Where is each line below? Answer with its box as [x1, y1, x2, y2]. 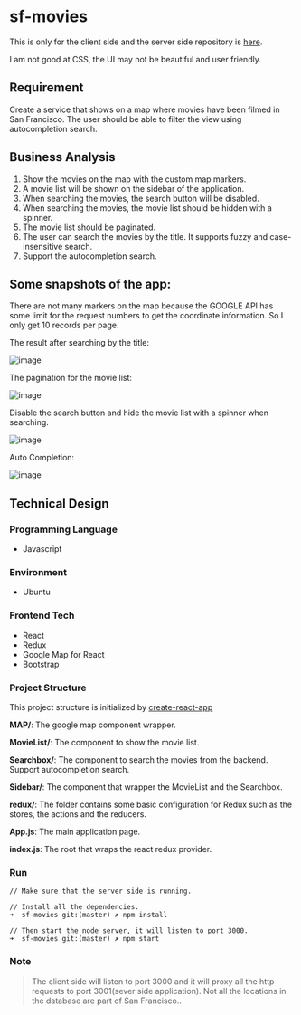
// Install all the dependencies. [9, 903, 140, 912]
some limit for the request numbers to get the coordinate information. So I [9, 310, 284, 321]
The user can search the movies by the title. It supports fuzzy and [22, 231, 268, 242]
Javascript [22, 544, 62, 555]
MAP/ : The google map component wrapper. [9, 719, 176, 730]
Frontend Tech [9, 609, 75, 621]
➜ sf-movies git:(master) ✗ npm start [9, 934, 160, 944]
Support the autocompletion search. [22, 251, 157, 261]
